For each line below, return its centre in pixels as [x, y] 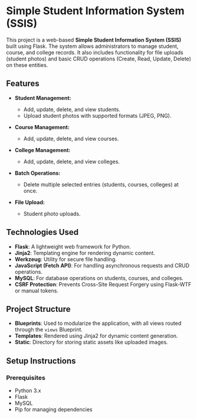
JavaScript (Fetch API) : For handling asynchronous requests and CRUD [102, 265]
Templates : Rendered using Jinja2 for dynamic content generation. [96, 336]
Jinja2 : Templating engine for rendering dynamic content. [85, 253]
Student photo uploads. [52, 214]
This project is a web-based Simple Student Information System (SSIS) [94, 40]
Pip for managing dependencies [53, 410]
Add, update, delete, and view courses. [71, 138]
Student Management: [43, 98]
